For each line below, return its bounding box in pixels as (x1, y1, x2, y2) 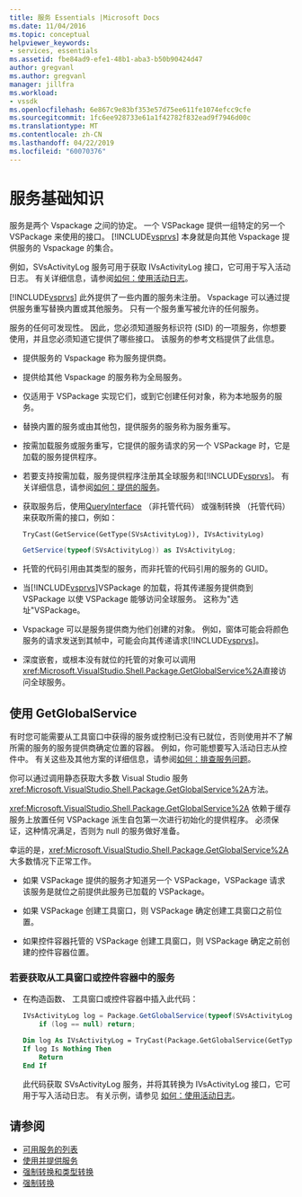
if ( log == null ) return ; (39, 1020, 137, 1029)
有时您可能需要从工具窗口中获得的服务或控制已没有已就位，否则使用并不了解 (9, 731, 293, 742)
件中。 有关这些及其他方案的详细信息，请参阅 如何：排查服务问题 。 (9, 754, 256, 765)
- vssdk (9, 96, 39, 106)
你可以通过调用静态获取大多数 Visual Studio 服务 (9, 773, 189, 784)
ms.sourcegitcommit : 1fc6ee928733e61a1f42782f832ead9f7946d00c (9, 113, 252, 122)
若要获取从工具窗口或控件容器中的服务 (9, 971, 175, 984)
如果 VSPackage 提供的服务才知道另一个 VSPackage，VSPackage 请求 (22, 875, 286, 886)
